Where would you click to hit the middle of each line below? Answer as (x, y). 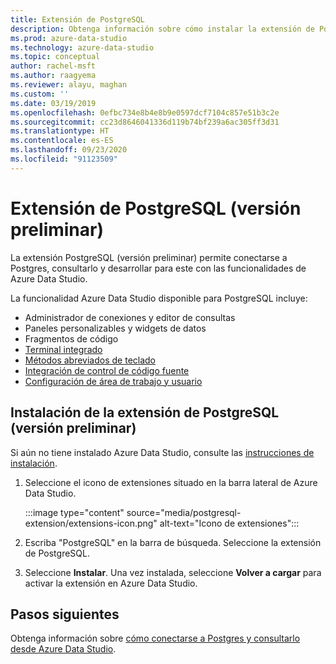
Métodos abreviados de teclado (90, 360)
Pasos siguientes (65, 614)
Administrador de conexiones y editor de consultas (130, 317)
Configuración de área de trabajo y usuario (113, 381)
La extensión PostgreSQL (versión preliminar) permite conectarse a (149, 257)
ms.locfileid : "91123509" (64, 159)
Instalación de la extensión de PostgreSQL (145, 412)
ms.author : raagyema (53, 76)
